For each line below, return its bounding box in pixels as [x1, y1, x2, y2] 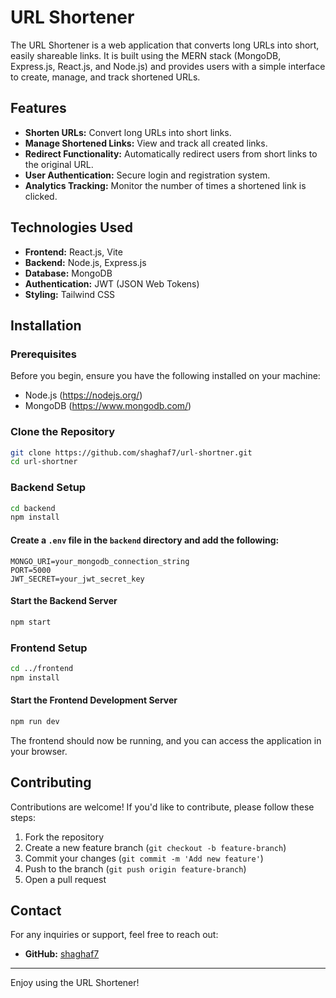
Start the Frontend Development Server [10, 694, 178, 706]
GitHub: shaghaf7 [24, 948, 100, 960]
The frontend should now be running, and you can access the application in [10, 734, 322, 746]
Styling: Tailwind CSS [24, 288, 116, 300]
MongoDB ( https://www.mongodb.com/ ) [24, 400, 192, 412]
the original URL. [24, 158, 94, 170]
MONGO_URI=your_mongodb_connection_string [10, 556, 190, 566]
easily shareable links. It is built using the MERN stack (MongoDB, [10, 49, 282, 61]
